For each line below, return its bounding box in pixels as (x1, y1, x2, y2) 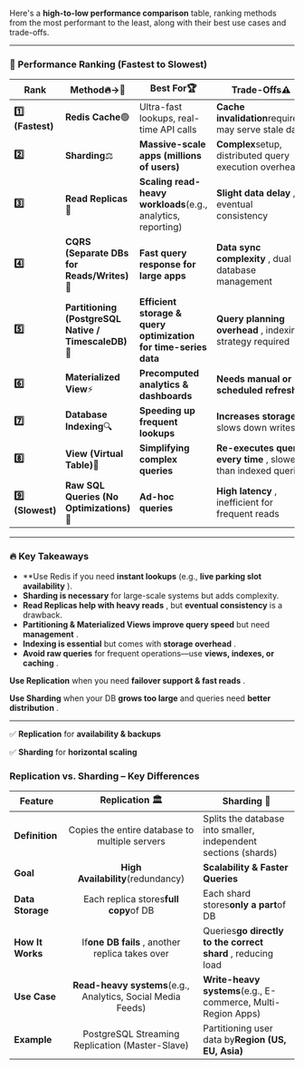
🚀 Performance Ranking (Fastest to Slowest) (9, 58, 208, 71)
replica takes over (93, 947, 169, 959)
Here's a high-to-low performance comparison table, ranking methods (9, 8, 278, 18)
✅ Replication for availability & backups (9, 728, 161, 739)
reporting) (138, 221, 183, 234)
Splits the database (203, 811, 285, 824)
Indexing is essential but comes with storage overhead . (22, 638, 237, 649)
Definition (14, 829, 58, 841)
